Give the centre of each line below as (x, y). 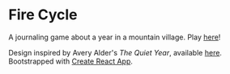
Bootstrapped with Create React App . (71, 61)
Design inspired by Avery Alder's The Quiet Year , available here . (115, 52)
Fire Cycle (43, 15)
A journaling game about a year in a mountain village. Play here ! (115, 37)
